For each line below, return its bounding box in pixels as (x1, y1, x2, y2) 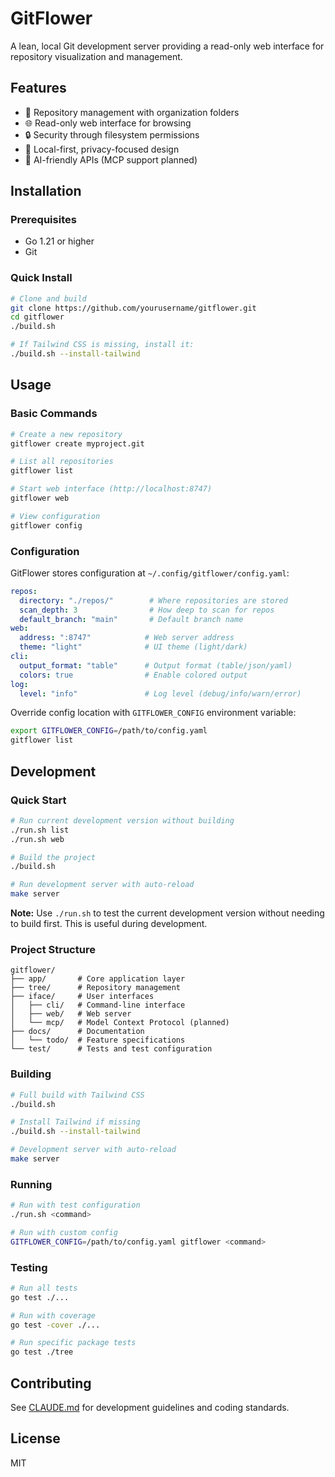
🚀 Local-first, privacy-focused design (24, 143, 180, 155)
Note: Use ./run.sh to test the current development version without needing (10, 907, 325, 919)
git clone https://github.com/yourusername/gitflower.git (10, 303, 257, 313)
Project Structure (10, 942, 96, 956)
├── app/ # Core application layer (10, 974, 186, 984)
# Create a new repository (10, 429, 123, 439)
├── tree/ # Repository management (10, 983, 182, 993)
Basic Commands (10, 407, 98, 421)
